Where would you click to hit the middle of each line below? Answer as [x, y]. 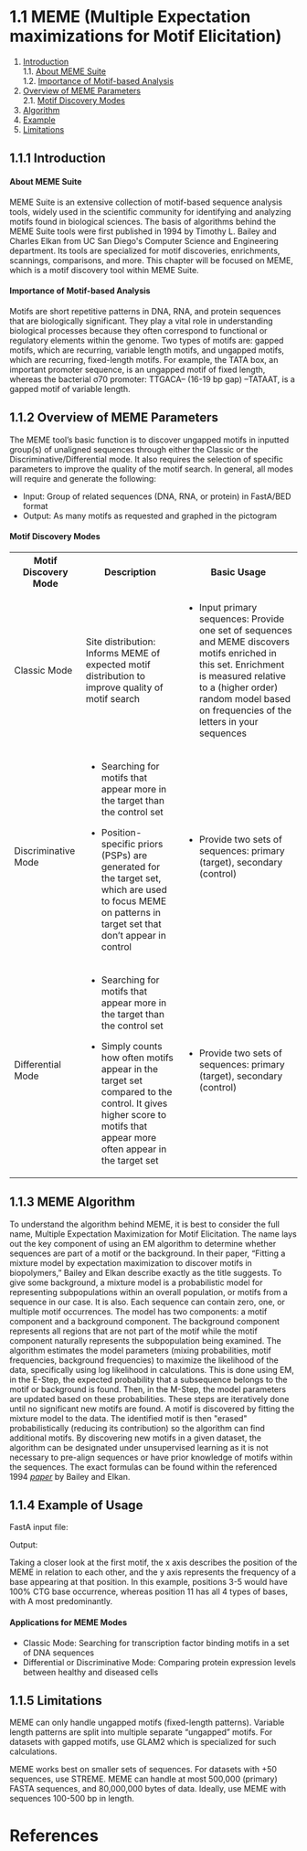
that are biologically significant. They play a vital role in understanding [141, 321]
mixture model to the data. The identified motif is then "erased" [128, 1418]
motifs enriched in [238, 653]
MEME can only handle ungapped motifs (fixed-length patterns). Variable [147, 1723]
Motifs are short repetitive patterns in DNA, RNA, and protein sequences [145, 311]
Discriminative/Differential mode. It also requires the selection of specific [146, 459]
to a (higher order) [239, 687]
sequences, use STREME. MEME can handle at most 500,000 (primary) [144, 1779]
